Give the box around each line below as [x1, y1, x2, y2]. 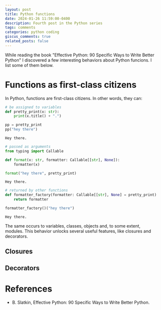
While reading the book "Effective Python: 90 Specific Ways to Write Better [5, 52, 155, 58]
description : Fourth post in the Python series [5, 20, 103, 26]
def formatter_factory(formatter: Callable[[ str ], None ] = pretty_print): [5, 193, 159, 197]
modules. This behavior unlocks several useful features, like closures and [5, 228, 151, 234]
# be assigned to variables [5, 105, 62, 110]
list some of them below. [5, 62, 54, 68]
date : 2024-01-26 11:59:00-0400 [5, 16, 70, 21]
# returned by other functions [5, 188, 68, 193]
